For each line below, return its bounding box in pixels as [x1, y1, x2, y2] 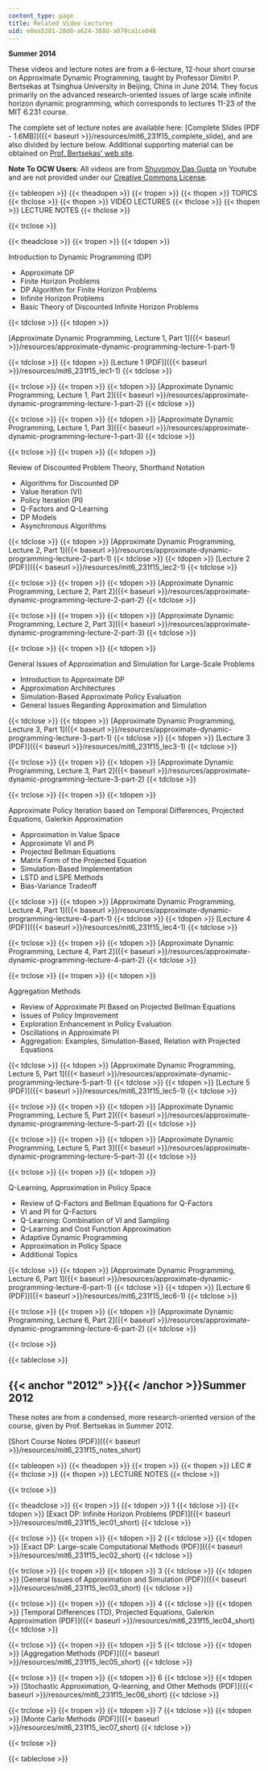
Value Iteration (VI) [19, 487, 83, 496]
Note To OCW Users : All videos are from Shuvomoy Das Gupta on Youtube [8, 164, 257, 174]
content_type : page [8, 11, 74, 20]
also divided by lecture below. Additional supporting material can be [8, 140, 233, 150]
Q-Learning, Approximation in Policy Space [8, 1183, 151, 1192]
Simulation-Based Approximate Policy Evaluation [19, 692, 182, 702]
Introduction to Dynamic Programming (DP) [8, 252, 151, 262]
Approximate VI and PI [19, 839, 95, 848]
